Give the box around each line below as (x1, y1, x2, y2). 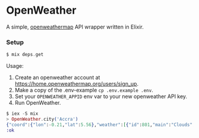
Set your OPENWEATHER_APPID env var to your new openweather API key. (14, 93, 188, 100)
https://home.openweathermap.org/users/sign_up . (14, 80, 138, 87)
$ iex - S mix (6, 111, 39, 117)
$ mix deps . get (6, 52, 44, 58)
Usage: (6, 62, 24, 70)
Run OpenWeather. (14, 99, 61, 106)
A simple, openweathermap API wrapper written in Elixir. (6, 23, 144, 30)
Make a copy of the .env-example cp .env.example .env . (14, 87, 153, 94)
